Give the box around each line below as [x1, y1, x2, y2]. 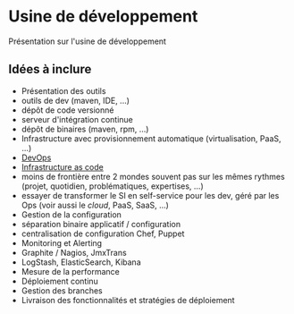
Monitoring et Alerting [21, 237, 103, 248]
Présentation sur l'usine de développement [8, 36, 167, 47]
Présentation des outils [21, 85, 106, 96]
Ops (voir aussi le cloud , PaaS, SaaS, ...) [21, 199, 169, 210]
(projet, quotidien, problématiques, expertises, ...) [21, 181, 204, 191]
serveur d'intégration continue [21, 114, 133, 124]
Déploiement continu [21, 276, 99, 286]
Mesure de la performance [21, 266, 120, 276]
